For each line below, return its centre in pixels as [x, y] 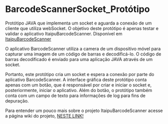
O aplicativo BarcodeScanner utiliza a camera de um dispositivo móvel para [83, 48]
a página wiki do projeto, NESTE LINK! [44, 115]
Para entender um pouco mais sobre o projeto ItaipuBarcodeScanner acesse [84, 110]
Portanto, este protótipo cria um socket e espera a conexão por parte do [80, 74]
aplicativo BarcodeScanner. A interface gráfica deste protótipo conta [76, 79]
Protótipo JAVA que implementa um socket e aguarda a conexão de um [78, 23]
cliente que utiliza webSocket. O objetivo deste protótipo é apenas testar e [82, 28]
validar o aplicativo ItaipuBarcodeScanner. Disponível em [64, 33]
